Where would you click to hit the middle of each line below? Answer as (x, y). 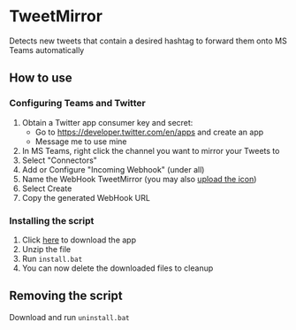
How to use (41, 78)
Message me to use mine (81, 141)
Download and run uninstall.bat (69, 317)
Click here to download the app (79, 240)
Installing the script (52, 220)
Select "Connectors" (59, 160)
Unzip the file (46, 249)
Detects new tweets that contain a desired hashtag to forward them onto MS (148, 41)
